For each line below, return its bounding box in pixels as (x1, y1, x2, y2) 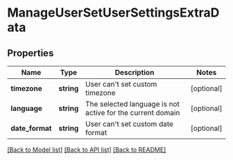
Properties (7, 47, 54, 59)
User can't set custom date (85, 119, 173, 129)
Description (114, 68, 155, 77)
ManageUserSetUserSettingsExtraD (7, 5, 220, 21)
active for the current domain (85, 108, 180, 117)
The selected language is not (85, 99, 180, 109)
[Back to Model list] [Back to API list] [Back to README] (7, 145, 166, 154)
